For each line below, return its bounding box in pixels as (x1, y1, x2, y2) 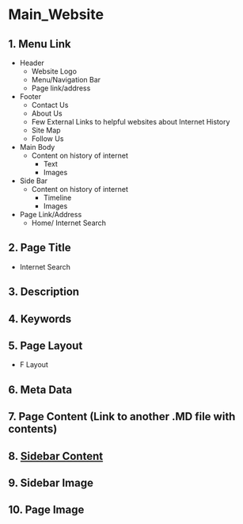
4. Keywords (8, 312, 72, 326)
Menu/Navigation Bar (31, 75, 101, 84)
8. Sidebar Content (8, 449, 104, 463)
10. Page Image (8, 503, 85, 517)
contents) (8, 423, 58, 436)
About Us (31, 109, 63, 118)
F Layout (19, 360, 49, 369)
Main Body (19, 143, 55, 151)
